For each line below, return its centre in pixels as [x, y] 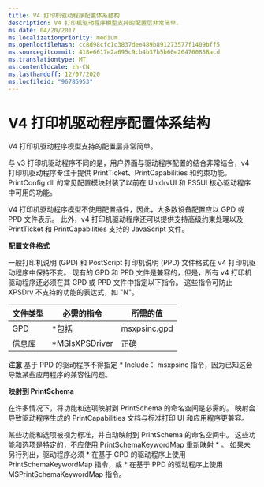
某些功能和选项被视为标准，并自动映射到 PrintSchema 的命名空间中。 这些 [128, 435]
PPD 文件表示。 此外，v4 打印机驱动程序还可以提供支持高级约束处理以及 [126, 219]
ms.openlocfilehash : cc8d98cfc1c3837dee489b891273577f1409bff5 [114, 45]
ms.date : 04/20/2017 [42, 30]
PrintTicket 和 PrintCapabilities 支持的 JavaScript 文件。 [99, 229]
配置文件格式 [29, 246]
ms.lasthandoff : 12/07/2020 [54, 74]
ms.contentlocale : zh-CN [49, 67]
